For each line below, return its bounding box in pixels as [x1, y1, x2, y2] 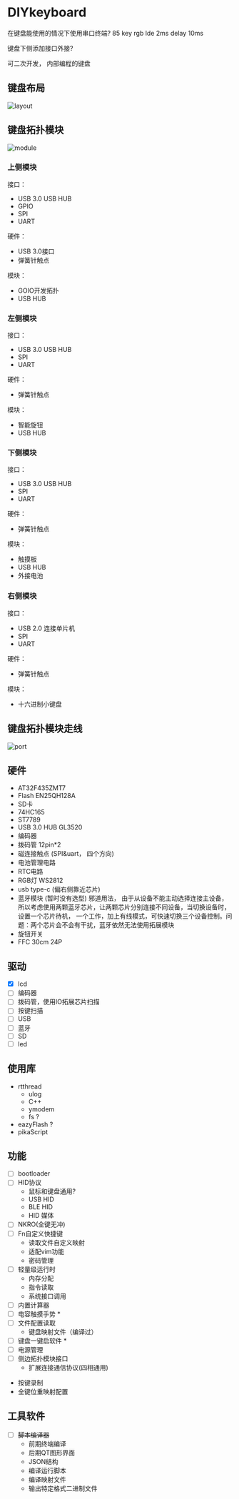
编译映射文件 [28, 1475, 66, 1483]
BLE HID [28, 1203, 54, 1211]
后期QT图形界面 [28, 1448, 75, 1457]
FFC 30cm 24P [17, 938, 63, 947]
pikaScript [17, 1127, 49, 1136]
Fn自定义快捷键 [17, 1229, 63, 1238]
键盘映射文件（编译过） [28, 1327, 98, 1336]
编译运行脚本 [28, 1466, 66, 1475]
